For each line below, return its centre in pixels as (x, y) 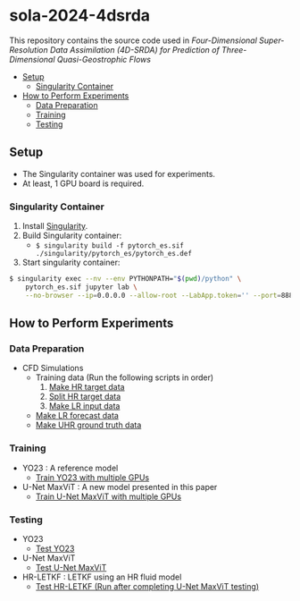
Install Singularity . (55, 226)
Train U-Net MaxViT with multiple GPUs (108, 496)
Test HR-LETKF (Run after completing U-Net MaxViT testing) (147, 586)
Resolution (29, 49)
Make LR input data (84, 406)
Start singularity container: (71, 262)
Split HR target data (85, 397)
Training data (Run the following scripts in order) (125, 377)
